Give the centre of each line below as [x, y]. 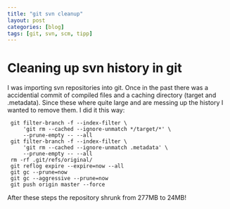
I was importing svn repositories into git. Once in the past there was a [108, 88]
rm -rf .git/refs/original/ [51, 160]
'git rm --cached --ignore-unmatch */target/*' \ [97, 129]
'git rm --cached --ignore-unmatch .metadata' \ [96, 148]
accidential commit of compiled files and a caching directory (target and [112, 95]
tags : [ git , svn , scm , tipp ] [50, 33]
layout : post [26, 20]
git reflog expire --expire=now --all [67, 166]
